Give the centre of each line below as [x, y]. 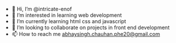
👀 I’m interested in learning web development [67, 15]
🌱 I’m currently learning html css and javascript [69, 21]
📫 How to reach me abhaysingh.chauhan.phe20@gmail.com [86, 34]
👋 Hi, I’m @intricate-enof [42, 9]
